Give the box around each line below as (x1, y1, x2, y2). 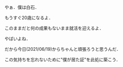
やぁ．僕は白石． (4, 4, 39, 10)
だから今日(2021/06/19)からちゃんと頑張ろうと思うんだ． (4, 46, 121, 52)
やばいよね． (4, 36, 31, 41)
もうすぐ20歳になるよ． (4, 15, 53, 21)
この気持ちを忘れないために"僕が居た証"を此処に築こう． (4, 57, 121, 63)
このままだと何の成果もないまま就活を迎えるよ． (4, 25, 104, 31)
